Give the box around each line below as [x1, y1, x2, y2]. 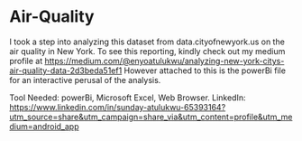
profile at [9, 55, 43, 66]
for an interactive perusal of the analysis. [9, 74, 161, 85]
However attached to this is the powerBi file [124, 65, 287, 76]
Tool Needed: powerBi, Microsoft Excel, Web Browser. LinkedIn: [9, 92, 246, 103]
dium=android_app [9, 120, 79, 132]
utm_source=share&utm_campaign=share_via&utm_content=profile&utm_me [9, 111, 293, 122]
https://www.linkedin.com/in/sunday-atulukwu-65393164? [9, 101, 226, 112]
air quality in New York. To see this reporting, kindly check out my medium [9, 45, 286, 56]
